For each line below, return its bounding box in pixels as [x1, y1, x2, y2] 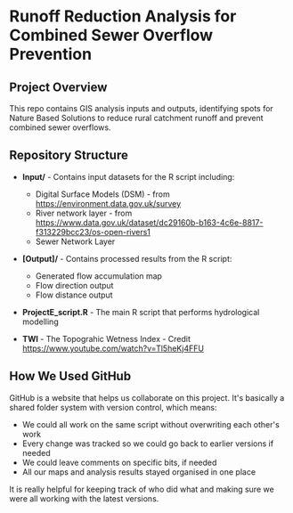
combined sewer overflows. [9, 122, 111, 133]
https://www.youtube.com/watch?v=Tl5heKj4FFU [21, 343, 205, 354]
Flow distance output [35, 289, 113, 300]
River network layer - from [35, 208, 133, 218]
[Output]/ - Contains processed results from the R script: [21, 253, 232, 264]
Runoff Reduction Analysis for [9, 6, 237, 27]
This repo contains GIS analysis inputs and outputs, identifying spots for [9, 103, 273, 113]
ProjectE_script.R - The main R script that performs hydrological [21, 306, 260, 317]
